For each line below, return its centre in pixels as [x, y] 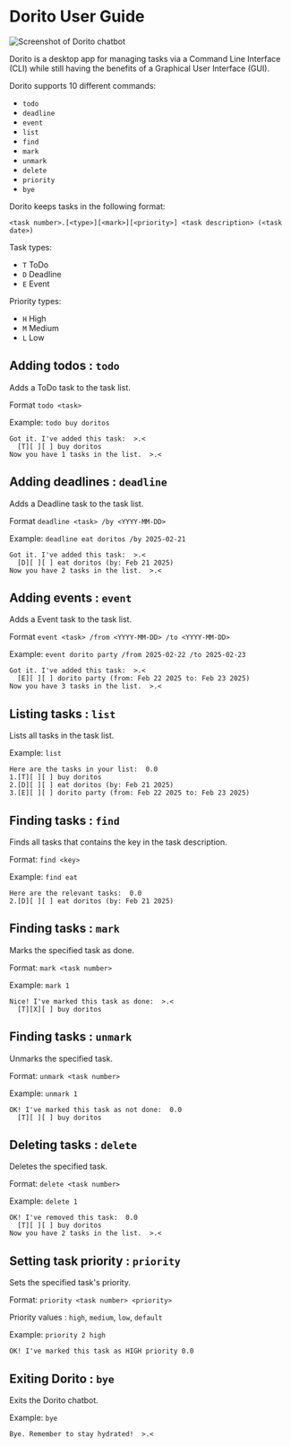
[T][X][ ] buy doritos [60, 1009]
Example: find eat [43, 877]
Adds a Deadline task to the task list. [77, 504]
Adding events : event [71, 597]
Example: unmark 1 [43, 1093]
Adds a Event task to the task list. [71, 619]
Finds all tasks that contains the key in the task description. [118, 842]
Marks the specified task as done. [72, 950]
